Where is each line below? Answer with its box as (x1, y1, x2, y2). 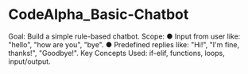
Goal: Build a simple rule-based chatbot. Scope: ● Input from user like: (8, 31, 241, 41)
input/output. (8, 57, 51, 66)
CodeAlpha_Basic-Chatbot (8, 6, 189, 24)
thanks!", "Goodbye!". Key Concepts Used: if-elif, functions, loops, (8, 48, 225, 57)
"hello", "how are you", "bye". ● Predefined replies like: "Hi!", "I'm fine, (8, 39, 240, 49)
